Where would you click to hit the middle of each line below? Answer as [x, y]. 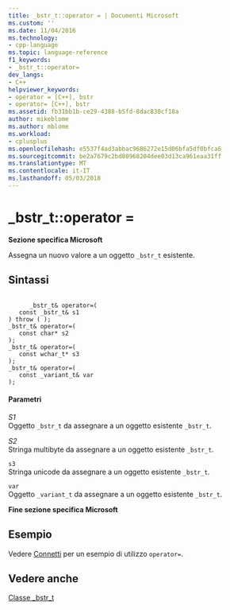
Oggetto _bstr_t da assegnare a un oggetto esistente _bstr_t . [110, 425]
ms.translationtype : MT [48, 164]
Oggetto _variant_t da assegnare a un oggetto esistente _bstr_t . [115, 494]
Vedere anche [44, 579]
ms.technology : [33, 38]
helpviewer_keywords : [44, 89]
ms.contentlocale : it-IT [49, 171]
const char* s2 [44, 333]
